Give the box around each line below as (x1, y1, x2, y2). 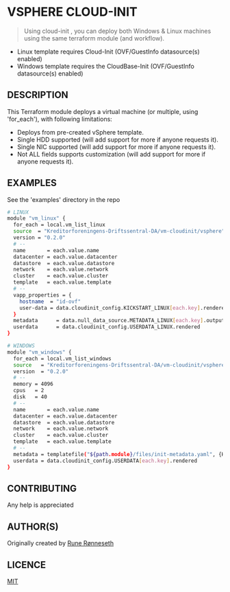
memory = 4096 (13, 380, 53, 388)
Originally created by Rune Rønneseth (7, 539, 114, 547)
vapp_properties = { (13, 291, 72, 299)
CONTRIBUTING (7, 482, 77, 494)
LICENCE (7, 559, 47, 571)
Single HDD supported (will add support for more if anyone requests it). (16, 135, 219, 144)
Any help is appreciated (7, 501, 74, 509)
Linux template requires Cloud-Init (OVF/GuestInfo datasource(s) (16, 47, 200, 56)
